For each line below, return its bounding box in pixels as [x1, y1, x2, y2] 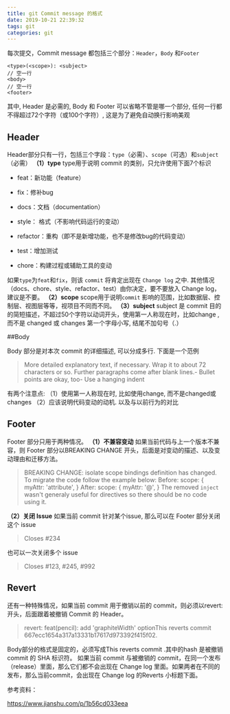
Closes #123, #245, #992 [23, 562, 95, 570]
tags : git [7, 23, 36, 30]
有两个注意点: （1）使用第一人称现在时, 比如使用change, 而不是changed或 [7, 389, 216, 398]
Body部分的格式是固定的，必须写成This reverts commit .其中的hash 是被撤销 [7, 645, 223, 653]
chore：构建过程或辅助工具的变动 [16, 261, 112, 270]
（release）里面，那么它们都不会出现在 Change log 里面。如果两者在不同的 [7, 662, 220, 671]
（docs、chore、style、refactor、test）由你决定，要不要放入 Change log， [7, 285, 221, 293]
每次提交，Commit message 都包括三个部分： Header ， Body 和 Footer [7, 49, 200, 57]
